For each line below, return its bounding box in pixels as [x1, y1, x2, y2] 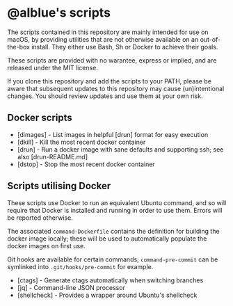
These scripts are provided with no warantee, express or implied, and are [7, 56, 217, 64]
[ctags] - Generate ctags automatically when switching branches [17, 276, 204, 284]
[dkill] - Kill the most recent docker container [17, 138, 146, 146]
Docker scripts [7, 112, 73, 124]
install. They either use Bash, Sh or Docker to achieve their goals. [31, 42, 218, 51]
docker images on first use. [7, 241, 86, 250]
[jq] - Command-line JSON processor [17, 283, 125, 291]
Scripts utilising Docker [7, 180, 111, 192]
